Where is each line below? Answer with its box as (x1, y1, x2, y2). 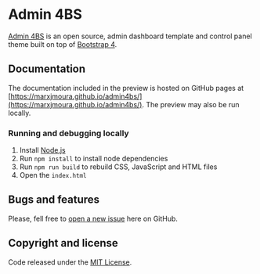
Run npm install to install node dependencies (19, 154, 168, 164)
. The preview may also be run (142, 99, 240, 109)
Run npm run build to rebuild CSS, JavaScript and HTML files (19, 162, 218, 171)
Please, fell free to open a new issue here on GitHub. (8, 214, 179, 223)
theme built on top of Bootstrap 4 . (8, 39, 117, 49)
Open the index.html (19, 171, 87, 180)
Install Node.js (19, 146, 66, 155)
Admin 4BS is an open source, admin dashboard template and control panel (8, 31, 252, 41)
